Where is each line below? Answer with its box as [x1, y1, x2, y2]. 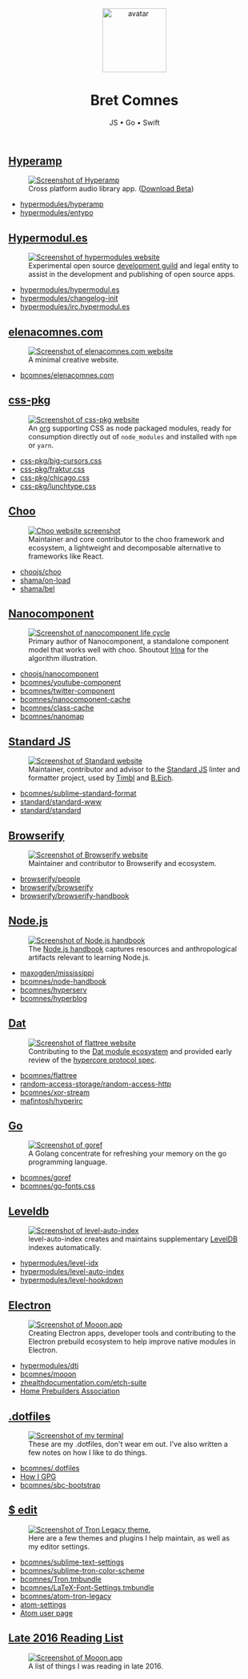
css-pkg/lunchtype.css [19, 481, 97, 491]
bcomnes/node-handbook [19, 976, 106, 986]
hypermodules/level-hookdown [19, 1276, 124, 1285]
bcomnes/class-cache [19, 703, 94, 713]
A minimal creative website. [28, 355, 119, 364]
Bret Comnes [90, 91, 179, 110]
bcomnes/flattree [19, 1070, 78, 1080]
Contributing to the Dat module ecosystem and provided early [28, 1046, 232, 1056]
